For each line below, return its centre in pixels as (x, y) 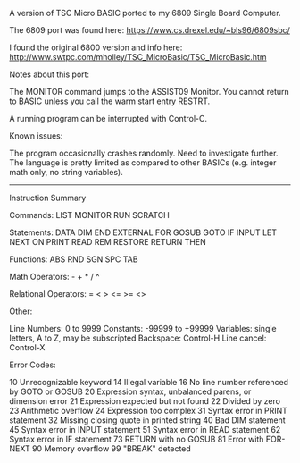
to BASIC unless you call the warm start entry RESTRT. (110, 101)
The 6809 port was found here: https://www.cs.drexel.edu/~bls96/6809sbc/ (150, 30)
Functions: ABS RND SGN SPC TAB (74, 259)
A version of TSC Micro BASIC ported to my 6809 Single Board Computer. (145, 13)
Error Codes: (33, 365)
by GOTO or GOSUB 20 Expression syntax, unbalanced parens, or (130, 391)
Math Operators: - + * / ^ (54, 277)
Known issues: (36, 136)
